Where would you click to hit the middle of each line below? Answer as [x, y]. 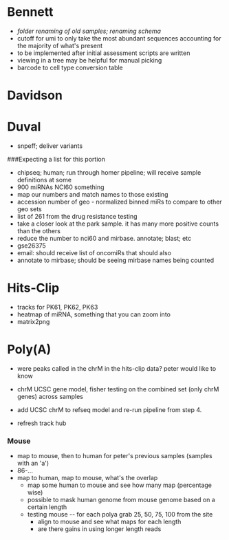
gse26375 [31, 246]
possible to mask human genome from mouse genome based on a [121, 500]
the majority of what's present [60, 45]
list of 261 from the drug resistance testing [77, 217]
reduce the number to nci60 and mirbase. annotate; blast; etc [104, 239]
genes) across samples [50, 396]
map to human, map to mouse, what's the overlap [87, 478]
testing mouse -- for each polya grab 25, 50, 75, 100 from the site [120, 515]
